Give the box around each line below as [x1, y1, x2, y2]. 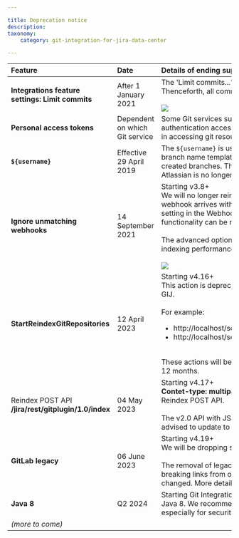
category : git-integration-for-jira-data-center [20, 36, 167, 43]
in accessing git [161, 132, 214, 142]
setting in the [161, 208, 205, 218]
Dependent [117, 114, 155, 124]
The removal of [161, 460, 212, 470]
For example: [161, 307, 205, 317]
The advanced [161, 235, 210, 245]
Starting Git [161, 490, 199, 500]
